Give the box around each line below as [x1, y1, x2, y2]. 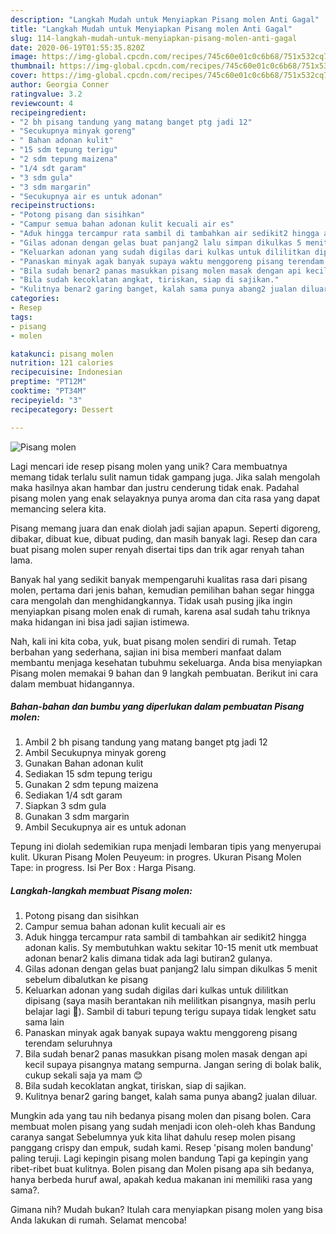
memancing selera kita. [10, 502, 107, 515]
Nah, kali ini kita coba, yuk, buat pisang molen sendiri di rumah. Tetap [10, 635, 297, 647]
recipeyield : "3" [10, 395, 83, 405]
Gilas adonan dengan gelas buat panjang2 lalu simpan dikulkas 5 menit [24, 963, 318, 975]
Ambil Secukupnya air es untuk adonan [24, 821, 187, 833]
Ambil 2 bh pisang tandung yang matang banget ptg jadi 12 [24, 736, 268, 748]
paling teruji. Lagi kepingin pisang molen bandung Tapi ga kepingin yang [10, 1152, 309, 1165]
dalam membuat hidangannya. [10, 677, 135, 690]
